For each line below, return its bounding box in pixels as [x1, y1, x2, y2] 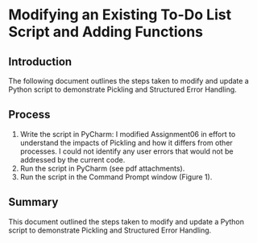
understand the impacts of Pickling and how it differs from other [19, 138, 234, 147]
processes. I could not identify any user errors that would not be [19, 146, 234, 156]
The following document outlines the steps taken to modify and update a [8, 76, 250, 85]
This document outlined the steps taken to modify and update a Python [8, 216, 244, 226]
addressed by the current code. [19, 154, 126, 164]
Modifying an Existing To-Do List [8, 6, 232, 24]
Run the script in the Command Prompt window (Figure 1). [19, 171, 213, 182]
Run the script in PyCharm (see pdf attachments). [19, 163, 185, 173]
